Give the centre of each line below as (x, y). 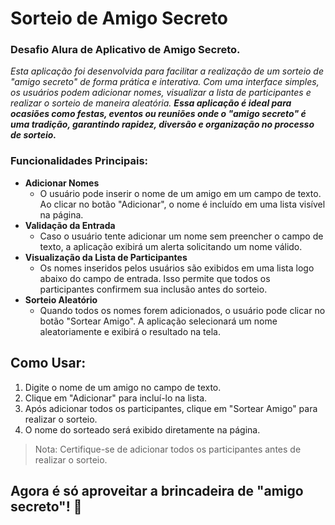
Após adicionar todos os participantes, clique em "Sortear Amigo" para (171, 408)
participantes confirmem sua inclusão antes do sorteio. (153, 289)
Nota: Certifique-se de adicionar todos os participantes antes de (168, 449)
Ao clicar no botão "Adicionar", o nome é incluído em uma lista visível (182, 204)
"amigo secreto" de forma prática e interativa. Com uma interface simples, (165, 82)
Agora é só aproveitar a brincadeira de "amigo (157, 490)
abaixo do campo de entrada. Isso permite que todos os (155, 278)
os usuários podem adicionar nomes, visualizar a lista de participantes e (161, 93)
